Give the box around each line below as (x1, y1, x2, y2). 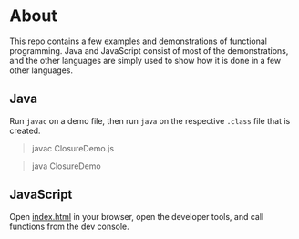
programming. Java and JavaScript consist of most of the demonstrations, (9, 45, 289, 56)
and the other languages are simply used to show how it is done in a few (9, 55, 282, 66)
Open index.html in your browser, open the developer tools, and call (9, 211, 264, 222)
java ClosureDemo (31, 161, 102, 171)
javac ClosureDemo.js (31, 142, 115, 153)
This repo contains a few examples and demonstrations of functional (9, 36, 267, 47)
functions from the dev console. (9, 221, 129, 232)
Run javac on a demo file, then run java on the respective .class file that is (9, 115, 291, 126)
